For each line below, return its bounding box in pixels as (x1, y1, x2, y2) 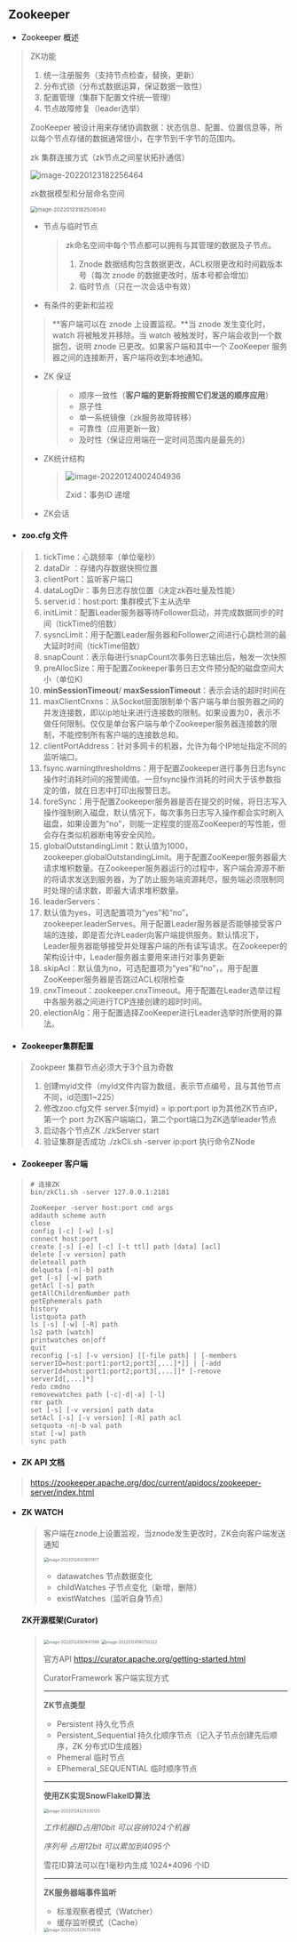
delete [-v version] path (29, 1250, 126, 1259)
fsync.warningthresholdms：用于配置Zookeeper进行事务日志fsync (43, 763, 286, 774)
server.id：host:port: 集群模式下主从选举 (43, 596, 191, 607)
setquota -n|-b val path (29, 1422, 122, 1431)
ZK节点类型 (43, 1700, 86, 1711)
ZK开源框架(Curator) (20, 1615, 98, 1625)
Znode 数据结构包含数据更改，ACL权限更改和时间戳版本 (78, 258, 283, 269)
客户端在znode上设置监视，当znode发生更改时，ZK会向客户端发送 (43, 1528, 286, 1538)
